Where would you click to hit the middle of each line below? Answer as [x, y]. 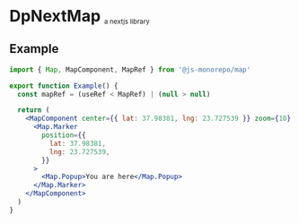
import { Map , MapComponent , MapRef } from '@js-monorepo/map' [130, 69]
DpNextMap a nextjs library [79, 16]
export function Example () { [64, 86]
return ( [34, 110]
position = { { [64, 135]
